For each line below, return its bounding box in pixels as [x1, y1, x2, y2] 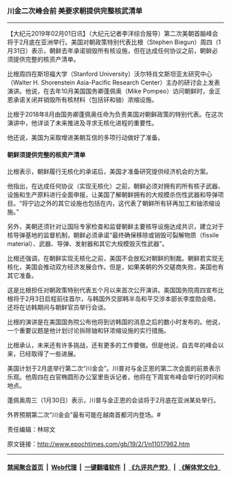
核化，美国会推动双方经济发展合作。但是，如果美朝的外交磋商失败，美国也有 [7, 263, 224, 271]
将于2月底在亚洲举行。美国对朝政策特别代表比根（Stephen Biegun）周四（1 [7, 38, 221, 46]
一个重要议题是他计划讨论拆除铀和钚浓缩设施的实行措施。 [7, 326, 170, 334]
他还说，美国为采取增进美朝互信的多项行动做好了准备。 [7, 133, 164, 142]
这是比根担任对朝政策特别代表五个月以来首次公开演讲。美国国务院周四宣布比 [7, 285, 224, 294]
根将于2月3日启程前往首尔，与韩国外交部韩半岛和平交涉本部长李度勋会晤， [7, 294, 220, 303]
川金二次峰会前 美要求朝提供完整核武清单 [7, 6, 143, 15]
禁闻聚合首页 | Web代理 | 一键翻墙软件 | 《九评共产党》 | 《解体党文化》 [7, 463, 221, 472]
